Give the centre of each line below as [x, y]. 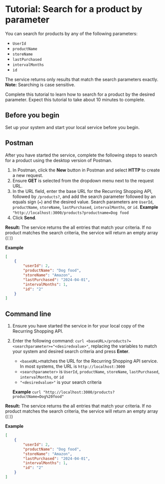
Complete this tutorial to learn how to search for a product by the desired [80, 94]
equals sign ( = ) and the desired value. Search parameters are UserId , [83, 202]
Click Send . [24, 217]
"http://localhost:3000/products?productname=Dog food [71, 213]
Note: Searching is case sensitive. [40, 84]
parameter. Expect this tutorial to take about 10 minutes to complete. [75, 99]
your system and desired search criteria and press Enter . [71, 351]
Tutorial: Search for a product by [74, 9]
